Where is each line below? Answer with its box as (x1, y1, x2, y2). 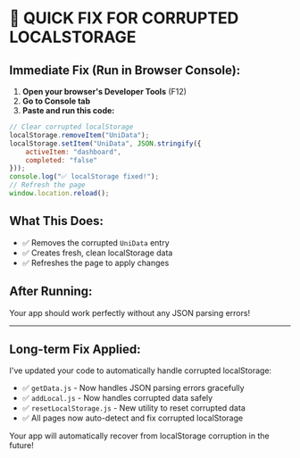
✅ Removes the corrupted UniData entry (21, 237, 170, 248)
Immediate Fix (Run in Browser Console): (9, 62, 241, 78)
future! (9, 440, 34, 451)
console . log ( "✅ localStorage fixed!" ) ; (9, 172, 159, 181)
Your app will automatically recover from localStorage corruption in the (9, 430, 270, 441)
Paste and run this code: (21, 105, 115, 115)
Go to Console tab (21, 96, 91, 106)
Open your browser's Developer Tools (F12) (21, 87, 187, 96)
